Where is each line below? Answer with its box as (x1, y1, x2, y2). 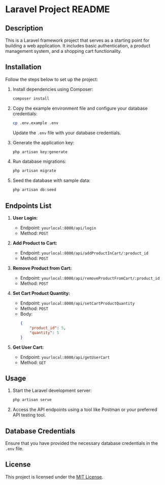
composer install (12, 96, 50, 101)
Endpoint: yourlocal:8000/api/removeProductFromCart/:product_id (20, 275, 160, 281)
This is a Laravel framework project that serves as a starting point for (5, 37, 150, 43)
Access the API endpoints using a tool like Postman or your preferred (12, 407, 157, 413)
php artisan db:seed (12, 187, 56, 193)
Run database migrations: (12, 159, 67, 165)
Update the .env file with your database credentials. (12, 130, 121, 136)
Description (5, 24, 43, 33)
